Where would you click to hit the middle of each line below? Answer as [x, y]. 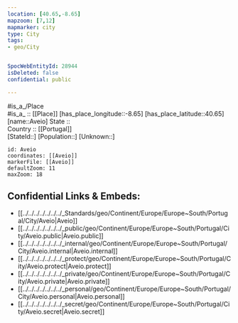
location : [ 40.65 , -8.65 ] [44, 14]
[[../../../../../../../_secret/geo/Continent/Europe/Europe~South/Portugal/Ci [124, 304]
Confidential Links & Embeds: [74, 196]
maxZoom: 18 [25, 174]
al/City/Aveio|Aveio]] [48, 221]
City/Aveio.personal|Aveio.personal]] [71, 297]
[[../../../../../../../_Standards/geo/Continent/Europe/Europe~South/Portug [123, 213]
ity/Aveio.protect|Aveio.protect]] [64, 266]
